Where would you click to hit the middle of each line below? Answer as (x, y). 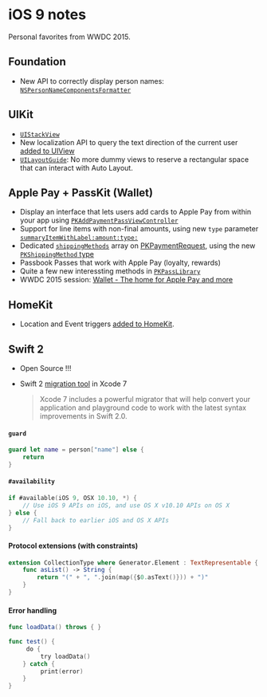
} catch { (39, 664)
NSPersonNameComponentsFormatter (75, 90)
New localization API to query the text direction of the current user (129, 142)
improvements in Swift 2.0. (83, 416)
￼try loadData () (64, 656)
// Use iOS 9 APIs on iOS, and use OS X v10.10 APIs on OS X (126, 505)
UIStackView (39, 134)
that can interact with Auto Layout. (76, 167)
